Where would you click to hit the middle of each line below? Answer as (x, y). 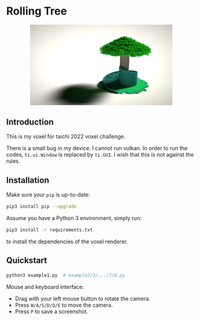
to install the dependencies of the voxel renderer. (67, 241)
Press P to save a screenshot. (52, 311)
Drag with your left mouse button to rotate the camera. (83, 298)
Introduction (30, 122)
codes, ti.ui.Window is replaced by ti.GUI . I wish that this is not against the (100, 155)
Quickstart (27, 260)
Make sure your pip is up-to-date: (48, 195)
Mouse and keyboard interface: (45, 287)
